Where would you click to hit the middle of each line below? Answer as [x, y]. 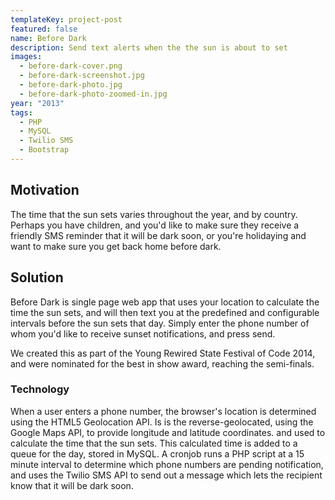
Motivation [45, 190]
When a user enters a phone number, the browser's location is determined [163, 411]
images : [26, 57]
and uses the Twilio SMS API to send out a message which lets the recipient [166, 475]
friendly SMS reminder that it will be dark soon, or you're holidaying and [158, 235]
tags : [21, 112]
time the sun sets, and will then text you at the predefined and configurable [165, 312]
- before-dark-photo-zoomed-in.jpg [93, 94]
